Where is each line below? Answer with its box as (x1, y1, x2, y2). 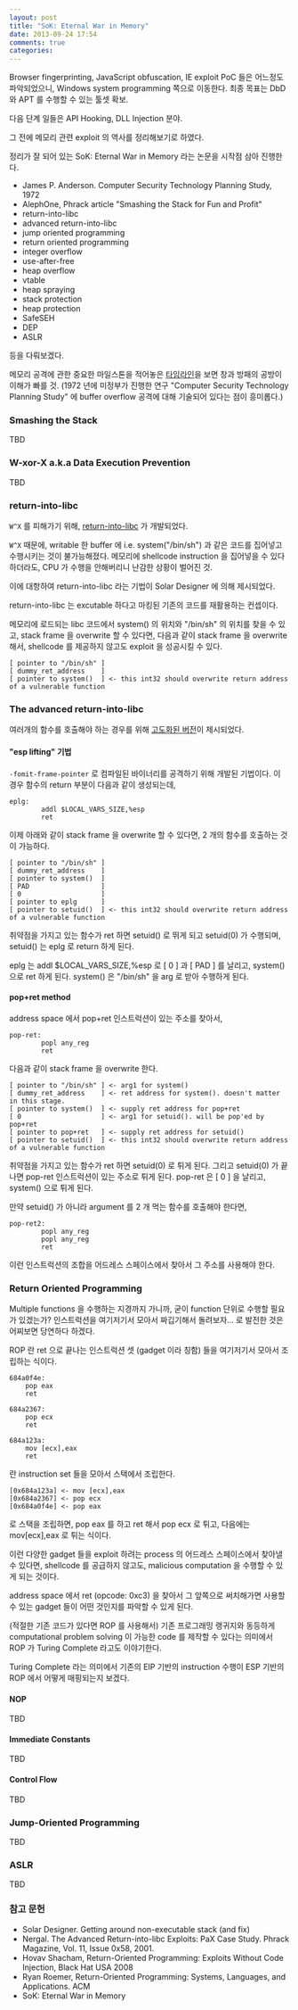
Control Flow (9, 1774, 58, 1785)
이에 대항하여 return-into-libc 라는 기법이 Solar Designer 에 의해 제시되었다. (9, 581, 276, 591)
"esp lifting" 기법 (9, 746, 72, 757)
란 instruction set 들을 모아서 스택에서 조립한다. (9, 1468, 175, 1479)
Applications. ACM (21, 1981, 91, 1991)
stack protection (21, 294, 83, 304)
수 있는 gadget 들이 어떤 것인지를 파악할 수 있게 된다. (9, 1601, 194, 1612)
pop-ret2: (9, 1219, 46, 1228)
